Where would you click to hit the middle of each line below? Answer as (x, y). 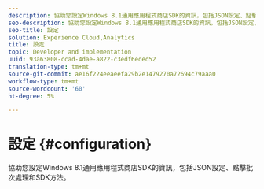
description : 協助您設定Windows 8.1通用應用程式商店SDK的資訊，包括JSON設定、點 (130, 15)
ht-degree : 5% (31, 96)
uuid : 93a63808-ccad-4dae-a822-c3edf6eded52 (82, 60)
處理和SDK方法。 (42, 177)
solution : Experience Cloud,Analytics (71, 37)
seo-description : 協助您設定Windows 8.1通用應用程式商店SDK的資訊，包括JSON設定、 (134, 23)
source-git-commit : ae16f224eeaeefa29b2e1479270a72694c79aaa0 (112, 74)
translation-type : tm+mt (49, 67)
